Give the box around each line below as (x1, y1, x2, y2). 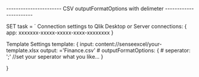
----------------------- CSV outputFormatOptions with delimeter (6, 5, 164, 12)
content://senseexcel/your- (95, 41, 162, 47)
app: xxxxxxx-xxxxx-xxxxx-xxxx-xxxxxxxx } (6, 29, 114, 36)
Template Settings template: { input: (6, 41, 94, 47)
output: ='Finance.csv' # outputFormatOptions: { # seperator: (40, 47, 191, 54)
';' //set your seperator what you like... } (6, 53, 104, 60)
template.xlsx (6, 47, 39, 54)
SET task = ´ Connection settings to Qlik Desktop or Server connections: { (6, 23, 187, 30)
